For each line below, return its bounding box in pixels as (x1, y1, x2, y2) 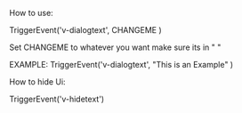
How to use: (9, 8, 53, 18)
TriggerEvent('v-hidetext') (9, 93, 105, 104)
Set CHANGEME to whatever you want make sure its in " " (9, 42, 222, 52)
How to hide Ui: (9, 77, 66, 87)
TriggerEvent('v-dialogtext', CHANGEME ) (9, 25, 162, 35)
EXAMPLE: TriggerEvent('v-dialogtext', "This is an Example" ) (9, 60, 234, 69)
